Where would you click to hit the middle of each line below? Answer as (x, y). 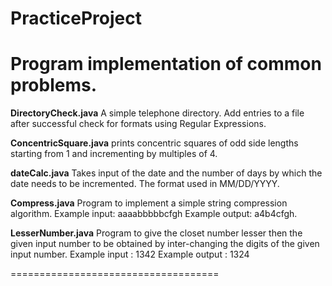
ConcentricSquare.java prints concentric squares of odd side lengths (154, 143)
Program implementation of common (166, 64)
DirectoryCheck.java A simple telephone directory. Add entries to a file (157, 113)
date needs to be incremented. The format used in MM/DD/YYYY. (145, 184)
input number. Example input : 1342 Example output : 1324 (130, 254)
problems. (54, 85)
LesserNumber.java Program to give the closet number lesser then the (156, 233)
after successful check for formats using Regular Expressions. (138, 124)
